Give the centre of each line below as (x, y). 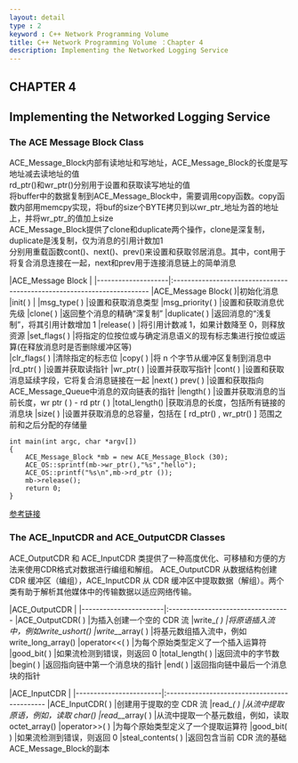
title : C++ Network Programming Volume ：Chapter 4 (106, 42)
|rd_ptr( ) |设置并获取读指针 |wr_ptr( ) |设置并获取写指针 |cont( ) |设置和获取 (147, 369)
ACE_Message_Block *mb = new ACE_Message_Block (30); (127, 458)
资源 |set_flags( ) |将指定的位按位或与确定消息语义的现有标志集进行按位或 (144, 336)
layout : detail (37, 17)
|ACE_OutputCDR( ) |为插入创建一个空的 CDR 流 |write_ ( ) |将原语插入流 (145, 620)
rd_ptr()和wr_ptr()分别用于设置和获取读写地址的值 (100, 185)
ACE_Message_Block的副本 (60, 748)
